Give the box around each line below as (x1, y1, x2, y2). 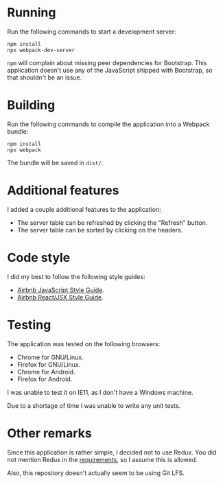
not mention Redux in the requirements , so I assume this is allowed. (7, 455, 198, 463)
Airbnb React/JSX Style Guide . (16, 293, 104, 301)
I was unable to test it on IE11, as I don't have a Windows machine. (7, 388, 193, 396)
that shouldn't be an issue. (7, 73, 82, 82)
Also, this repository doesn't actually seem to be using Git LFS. (7, 468, 185, 477)
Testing (7, 317, 51, 332)
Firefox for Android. (16, 375, 73, 383)
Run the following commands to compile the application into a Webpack (7, 120, 210, 128)
